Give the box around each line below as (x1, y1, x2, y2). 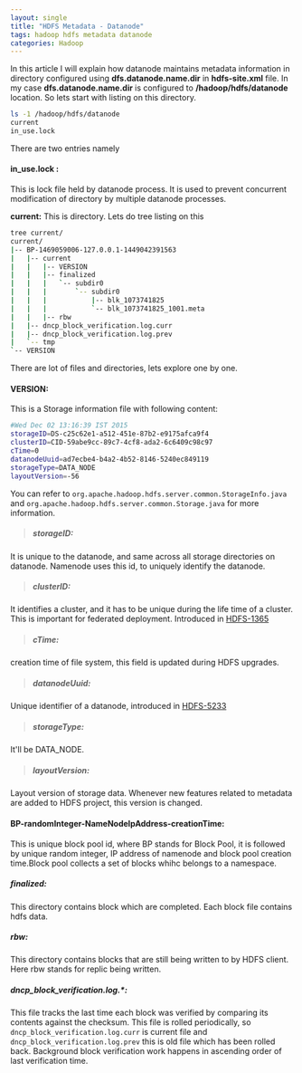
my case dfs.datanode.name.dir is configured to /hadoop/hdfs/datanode (10, 82, 288, 93)
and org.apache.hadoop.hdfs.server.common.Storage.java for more (10, 497, 260, 508)
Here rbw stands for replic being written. (10, 963, 162, 974)
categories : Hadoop (10, 38, 84, 48)
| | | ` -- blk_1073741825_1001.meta (10, 304, 205, 313)
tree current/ (10, 228, 64, 238)
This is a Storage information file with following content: (10, 404, 218, 415)
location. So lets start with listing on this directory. (10, 92, 197, 103)
